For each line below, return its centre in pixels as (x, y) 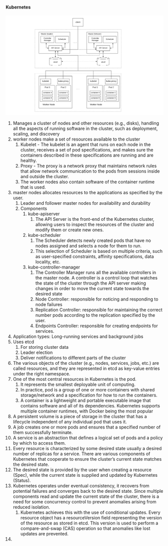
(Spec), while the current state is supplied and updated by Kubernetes (85, 475)
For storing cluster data (44, 347)
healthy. (28, 160)
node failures (49, 304)
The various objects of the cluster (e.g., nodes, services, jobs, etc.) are (86, 363)
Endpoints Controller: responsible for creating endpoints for (96, 326)
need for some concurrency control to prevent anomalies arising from (84, 501)
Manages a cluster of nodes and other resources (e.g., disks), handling (86, 123)
